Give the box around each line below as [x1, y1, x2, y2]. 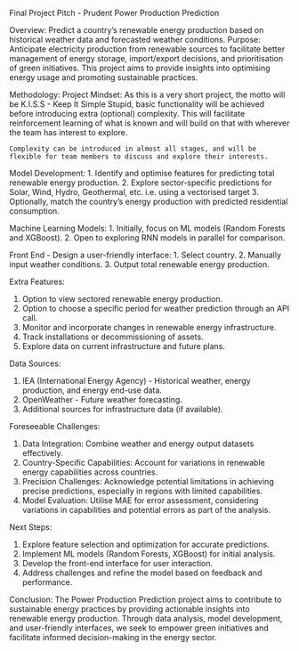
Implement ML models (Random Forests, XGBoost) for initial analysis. [21, 549, 276, 559]
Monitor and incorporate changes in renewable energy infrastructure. [21, 322, 277, 332]
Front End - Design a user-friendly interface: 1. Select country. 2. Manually [9, 249, 282, 260]
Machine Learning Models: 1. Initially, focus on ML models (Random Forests [9, 223, 286, 233]
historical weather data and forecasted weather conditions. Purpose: [9, 35, 261, 45]
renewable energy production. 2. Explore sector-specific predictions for [9, 177, 273, 188]
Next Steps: [9, 522, 53, 533]
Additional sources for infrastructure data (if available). [21, 404, 223, 414]
